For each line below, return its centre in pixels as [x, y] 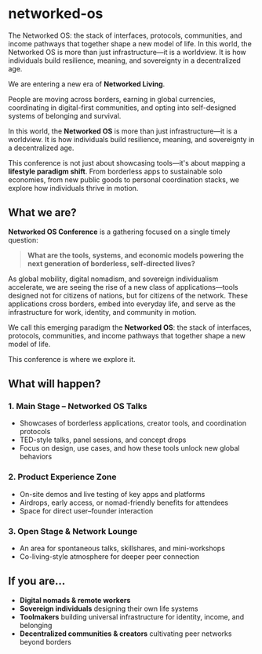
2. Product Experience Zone [62, 477]
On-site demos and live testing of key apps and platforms [112, 494]
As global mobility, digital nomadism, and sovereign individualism [113, 279]
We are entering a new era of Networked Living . [87, 84]
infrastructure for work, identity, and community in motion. [103, 312]
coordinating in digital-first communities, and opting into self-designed [122, 108]
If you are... [37, 581]
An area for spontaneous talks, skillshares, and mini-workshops [122, 548]
